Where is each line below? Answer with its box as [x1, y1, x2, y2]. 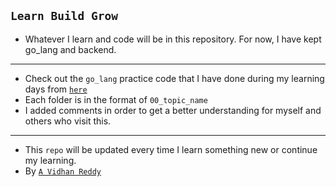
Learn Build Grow [10, 9, 118, 24]
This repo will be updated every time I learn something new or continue [24, 143, 318, 155]
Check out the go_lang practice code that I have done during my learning [24, 72, 325, 84]
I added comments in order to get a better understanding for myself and [24, 104, 322, 116]
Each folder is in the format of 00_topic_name [24, 93, 208, 105]
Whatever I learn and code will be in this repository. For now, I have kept [24, 33, 322, 45]
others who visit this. [24, 115, 112, 127]
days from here [24, 83, 88, 95]
